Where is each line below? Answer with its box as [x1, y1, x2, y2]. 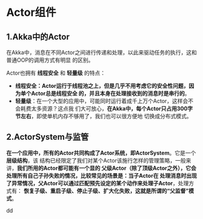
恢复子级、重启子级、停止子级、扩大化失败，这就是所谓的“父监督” [23, 187, 189, 194]
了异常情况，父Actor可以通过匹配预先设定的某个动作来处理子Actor [6, 180, 173, 187]
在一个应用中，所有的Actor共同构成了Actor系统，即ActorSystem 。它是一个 [6, 149, 196, 157]
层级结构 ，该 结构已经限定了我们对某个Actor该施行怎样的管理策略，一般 [6, 157, 186, 164]
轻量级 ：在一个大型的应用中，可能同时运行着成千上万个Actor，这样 [15, 98, 183, 104]
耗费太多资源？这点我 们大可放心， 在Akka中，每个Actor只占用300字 [20, 105, 193, 112]
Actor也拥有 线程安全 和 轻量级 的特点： [6, 69, 106, 76]
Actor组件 [6, 5, 56, 19]
